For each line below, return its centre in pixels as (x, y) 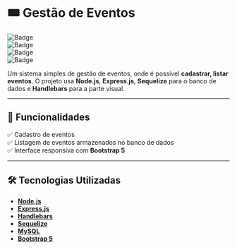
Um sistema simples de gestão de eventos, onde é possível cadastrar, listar (118, 73)
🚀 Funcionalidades (49, 118)
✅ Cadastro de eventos (41, 134)
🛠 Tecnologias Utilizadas (64, 180)
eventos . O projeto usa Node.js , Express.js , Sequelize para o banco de (112, 81)
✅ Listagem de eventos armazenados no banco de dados (91, 142)
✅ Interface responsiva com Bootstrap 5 (66, 150)
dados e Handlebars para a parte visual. (66, 88)
